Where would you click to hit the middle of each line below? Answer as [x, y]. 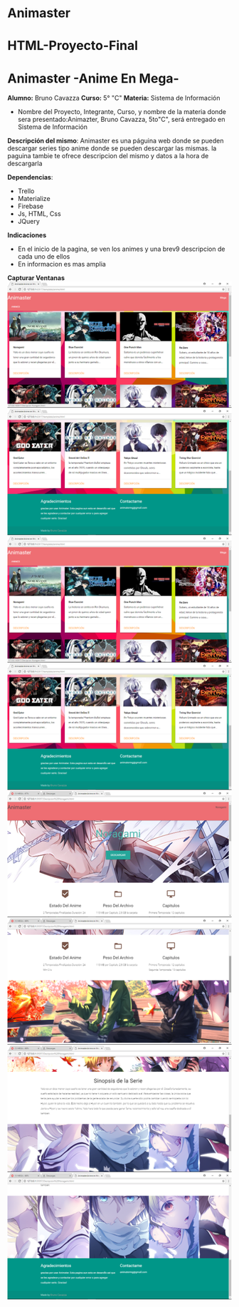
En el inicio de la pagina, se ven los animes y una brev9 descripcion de [121, 249]
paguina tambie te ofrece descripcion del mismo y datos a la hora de [108, 156]
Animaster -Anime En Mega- [93, 78]
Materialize [34, 199]
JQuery [29, 222]
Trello [26, 191]
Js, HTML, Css [39, 214]
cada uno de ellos [44, 257]
